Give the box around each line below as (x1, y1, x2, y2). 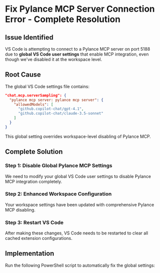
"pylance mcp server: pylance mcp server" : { (9, 97, 104, 102)
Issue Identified (5, 33, 54, 41)
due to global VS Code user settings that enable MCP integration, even (5, 51, 149, 57)
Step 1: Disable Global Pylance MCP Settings (5, 162, 113, 169)
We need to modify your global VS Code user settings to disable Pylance (5, 173, 151, 179)
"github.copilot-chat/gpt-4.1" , (18, 106, 84, 112)
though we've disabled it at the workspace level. (5, 57, 102, 62)
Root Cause (5, 71, 41, 79)
